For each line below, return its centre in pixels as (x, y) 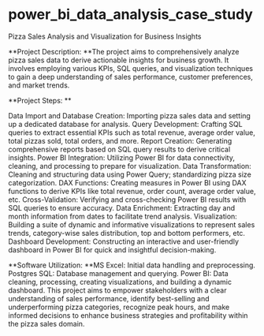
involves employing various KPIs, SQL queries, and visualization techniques (131, 68)
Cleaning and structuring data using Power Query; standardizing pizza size (130, 174)
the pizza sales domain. (46, 323)
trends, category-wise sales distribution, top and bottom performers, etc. (127, 233)
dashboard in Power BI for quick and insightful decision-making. (112, 249)
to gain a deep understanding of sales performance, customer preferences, (131, 77)
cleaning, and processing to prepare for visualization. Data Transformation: (130, 166)
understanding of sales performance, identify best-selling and (109, 298)
